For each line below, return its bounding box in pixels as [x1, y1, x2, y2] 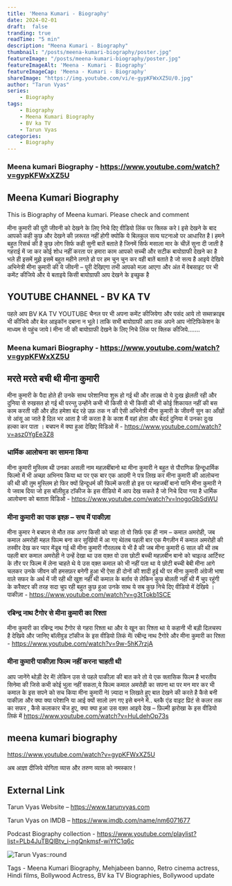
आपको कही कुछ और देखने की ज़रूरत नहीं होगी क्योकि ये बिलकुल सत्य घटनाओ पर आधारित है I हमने [7, 232, 225, 240]
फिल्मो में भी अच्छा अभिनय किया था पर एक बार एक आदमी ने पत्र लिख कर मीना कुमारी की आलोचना [7, 471, 220, 479]
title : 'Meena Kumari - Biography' [7, 10, 110, 17]
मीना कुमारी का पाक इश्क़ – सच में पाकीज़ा [7, 512, 111, 522]
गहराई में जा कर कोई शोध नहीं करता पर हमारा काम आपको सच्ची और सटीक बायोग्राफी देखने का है [7, 247, 217, 255]
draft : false [7, 23, 48, 30]
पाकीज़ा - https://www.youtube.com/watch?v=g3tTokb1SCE [7, 591, 171, 598]
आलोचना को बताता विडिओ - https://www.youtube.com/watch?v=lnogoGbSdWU [7, 494, 218, 503]
